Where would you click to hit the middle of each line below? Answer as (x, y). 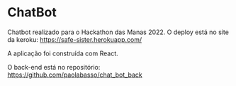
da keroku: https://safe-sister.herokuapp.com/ (75, 39)
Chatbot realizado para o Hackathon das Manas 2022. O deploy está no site (118, 32)
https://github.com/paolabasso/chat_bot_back (75, 75)
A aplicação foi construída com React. (63, 53)
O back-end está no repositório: (54, 67)
